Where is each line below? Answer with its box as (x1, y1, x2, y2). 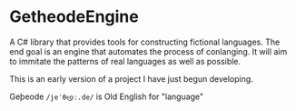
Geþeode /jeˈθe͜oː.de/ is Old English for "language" (9, 91, 204, 102)
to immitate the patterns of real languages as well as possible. (9, 55, 242, 66)
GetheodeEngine (9, 6, 139, 27)
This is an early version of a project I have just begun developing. (9, 73, 254, 84)
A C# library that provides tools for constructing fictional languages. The (9, 36, 281, 47)
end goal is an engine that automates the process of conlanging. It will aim (9, 45, 288, 56)
